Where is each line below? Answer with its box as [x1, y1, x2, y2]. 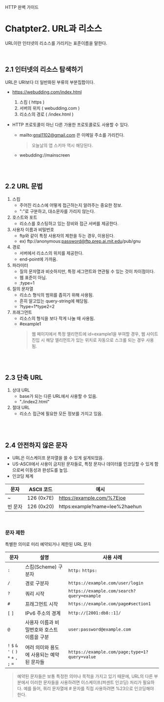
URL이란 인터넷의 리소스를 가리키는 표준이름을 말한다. [5, 40, 107, 46]
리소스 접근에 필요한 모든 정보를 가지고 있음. [19, 411, 103, 416]
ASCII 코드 [28, 486, 53, 493]
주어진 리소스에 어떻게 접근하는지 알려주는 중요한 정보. [19, 202, 123, 208]
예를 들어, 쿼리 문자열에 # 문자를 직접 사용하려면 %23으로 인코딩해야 [23, 685, 154, 692]
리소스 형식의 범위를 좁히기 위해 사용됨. [19, 292, 94, 298]
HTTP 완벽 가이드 [5, 4, 39, 10]
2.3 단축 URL [5, 373, 43, 382]
